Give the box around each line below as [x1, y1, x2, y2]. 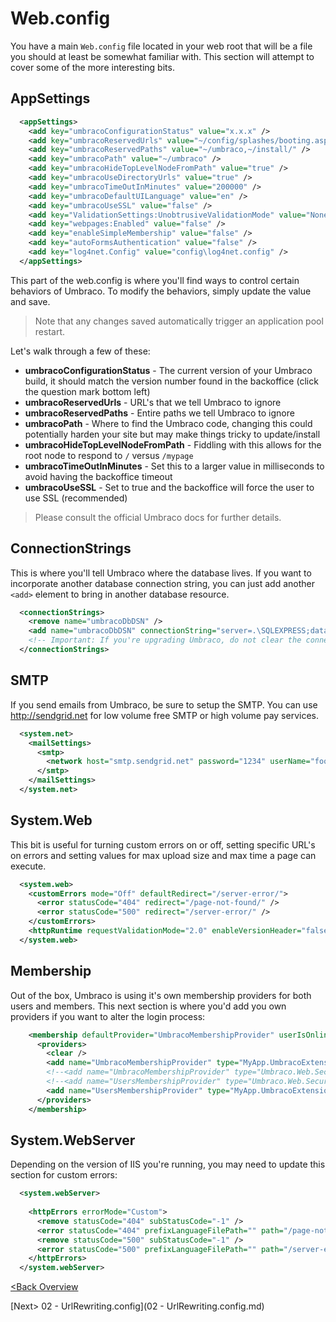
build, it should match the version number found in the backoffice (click [24, 375, 319, 387]
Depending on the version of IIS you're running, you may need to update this [10, 1158, 326, 1171]
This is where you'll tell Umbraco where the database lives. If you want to [10, 567, 312, 579]
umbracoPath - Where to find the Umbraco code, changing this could [24, 417, 313, 429]
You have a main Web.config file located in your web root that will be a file [10, 40, 313, 52]
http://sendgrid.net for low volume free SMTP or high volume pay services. [10, 709, 319, 721]
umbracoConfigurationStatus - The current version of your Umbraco [24, 364, 313, 376]
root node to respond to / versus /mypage [24, 449, 194, 461]
